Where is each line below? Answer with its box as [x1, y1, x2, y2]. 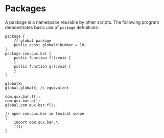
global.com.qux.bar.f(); [5, 103, 56, 108]
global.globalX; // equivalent [5, 85, 69, 90]
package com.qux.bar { [5, 51, 51, 56]
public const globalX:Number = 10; [14, 42, 87, 47]
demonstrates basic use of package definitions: [5, 24, 99, 30]
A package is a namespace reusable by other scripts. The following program [5, 19, 159, 25]
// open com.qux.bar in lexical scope [5, 111, 84, 116]
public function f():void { [14, 55, 71, 60]
